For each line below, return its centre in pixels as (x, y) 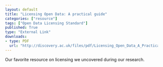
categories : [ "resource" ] (31, 18)
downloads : (16, 37)
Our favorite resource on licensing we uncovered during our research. (75, 59)
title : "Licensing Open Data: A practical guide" (56, 14)
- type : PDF (17, 41)
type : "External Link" (28, 32)
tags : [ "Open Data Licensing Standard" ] (47, 23)
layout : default (21, 9)
